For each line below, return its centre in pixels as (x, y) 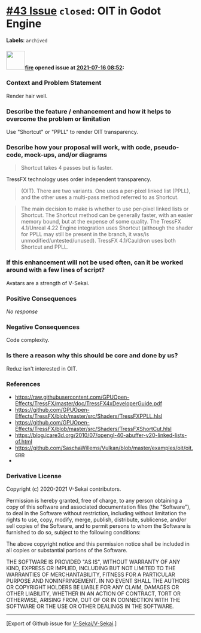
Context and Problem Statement (54, 83)
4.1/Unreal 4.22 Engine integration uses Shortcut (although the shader (107, 228)
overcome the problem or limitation (58, 119)
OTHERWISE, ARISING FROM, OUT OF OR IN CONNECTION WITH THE (93, 600)
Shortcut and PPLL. (45, 247)
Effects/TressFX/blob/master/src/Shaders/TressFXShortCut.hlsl (93, 429)
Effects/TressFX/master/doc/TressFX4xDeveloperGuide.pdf (89, 403)
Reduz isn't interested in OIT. (42, 368)
